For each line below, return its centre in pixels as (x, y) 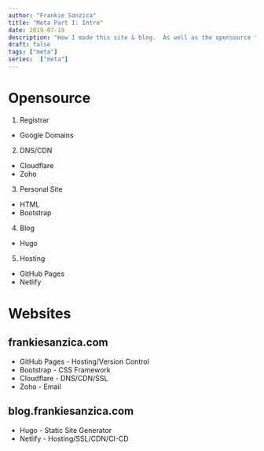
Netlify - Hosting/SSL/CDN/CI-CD (74, 438)
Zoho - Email (40, 387)
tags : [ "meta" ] (33, 52)
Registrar (34, 119)
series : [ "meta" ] (38, 60)
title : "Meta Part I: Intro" (56, 23)
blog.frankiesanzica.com (71, 411)
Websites (40, 313)
